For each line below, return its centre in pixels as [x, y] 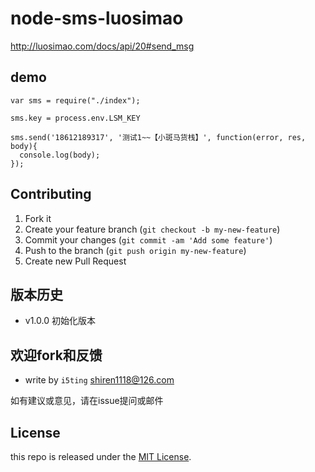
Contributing [51, 194]
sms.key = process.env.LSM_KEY [75, 118]
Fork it [38, 218]
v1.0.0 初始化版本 [60, 321]
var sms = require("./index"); [75, 100]
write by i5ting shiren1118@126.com [99, 380]
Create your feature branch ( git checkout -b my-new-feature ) [152, 229]
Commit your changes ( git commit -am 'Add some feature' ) [148, 239]
